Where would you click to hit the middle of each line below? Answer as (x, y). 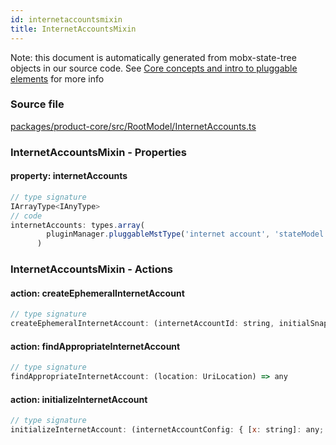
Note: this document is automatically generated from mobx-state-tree (153, 57)
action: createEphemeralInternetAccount (97, 293)
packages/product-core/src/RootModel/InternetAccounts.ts (133, 126)
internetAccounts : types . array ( (77, 225)
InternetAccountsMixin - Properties (99, 152)
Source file (37, 104)
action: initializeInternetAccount (79, 399)
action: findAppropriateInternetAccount (95, 346)
